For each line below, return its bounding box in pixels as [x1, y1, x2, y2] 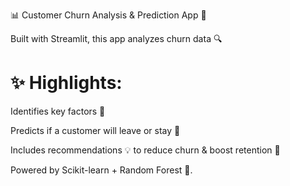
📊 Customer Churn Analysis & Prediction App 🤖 [10, 9, 207, 21]
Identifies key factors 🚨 [10, 105, 106, 117]
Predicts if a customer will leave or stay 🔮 [10, 124, 181, 136]
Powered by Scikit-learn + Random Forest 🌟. [10, 164, 193, 176]
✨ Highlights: [10, 72, 123, 94]
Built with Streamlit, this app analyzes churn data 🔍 [10, 33, 223, 44]
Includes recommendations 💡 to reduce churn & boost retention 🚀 [10, 144, 281, 156]
